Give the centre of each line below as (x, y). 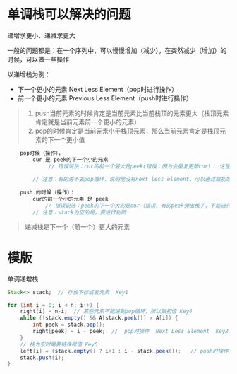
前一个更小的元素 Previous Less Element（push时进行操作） (105, 98)
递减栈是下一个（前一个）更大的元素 (77, 226)
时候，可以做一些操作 (38, 59)
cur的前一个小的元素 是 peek (71, 199)
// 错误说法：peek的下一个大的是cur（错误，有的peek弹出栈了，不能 (133, 206)
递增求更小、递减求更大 (41, 35)
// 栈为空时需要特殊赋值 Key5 (59, 344)
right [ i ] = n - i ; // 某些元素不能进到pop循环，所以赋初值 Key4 (106, 312)
